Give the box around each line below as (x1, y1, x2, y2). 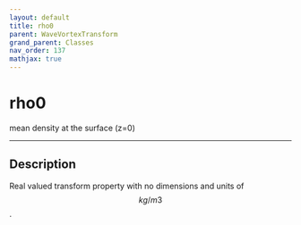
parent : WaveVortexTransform (9, 29, 118, 38)
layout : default (9, 12, 70, 22)
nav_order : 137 (9, 46, 66, 55)
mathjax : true (9, 54, 63, 63)
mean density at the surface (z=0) (9, 122, 136, 133)
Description (9, 157, 76, 172)
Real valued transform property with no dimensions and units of (9, 180, 245, 191)
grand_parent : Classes (9, 37, 94, 47)
